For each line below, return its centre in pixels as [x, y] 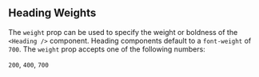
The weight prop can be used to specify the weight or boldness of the [123, 32]
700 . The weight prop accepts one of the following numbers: [107, 49]
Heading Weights [52, 13]
